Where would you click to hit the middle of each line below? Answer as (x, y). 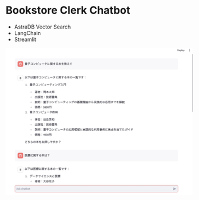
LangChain (27, 33)
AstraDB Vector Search (42, 27)
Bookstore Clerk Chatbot (68, 10)
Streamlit (25, 39)
